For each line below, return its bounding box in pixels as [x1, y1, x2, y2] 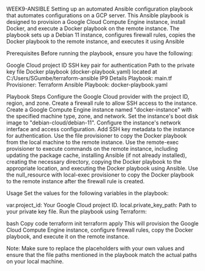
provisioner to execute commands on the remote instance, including [6, 145, 178, 152]
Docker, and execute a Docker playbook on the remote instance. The [6, 25, 180, 32]
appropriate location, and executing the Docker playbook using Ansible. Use [6, 165, 198, 172]
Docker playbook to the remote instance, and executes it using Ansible [6, 38, 185, 45]
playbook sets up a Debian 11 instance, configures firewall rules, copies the [6, 31, 196, 39]
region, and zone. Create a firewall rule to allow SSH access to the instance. [6, 99, 198, 107]
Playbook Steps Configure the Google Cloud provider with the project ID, [6, 93, 190, 100]
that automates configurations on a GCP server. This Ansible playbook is [6, 12, 189, 19]
